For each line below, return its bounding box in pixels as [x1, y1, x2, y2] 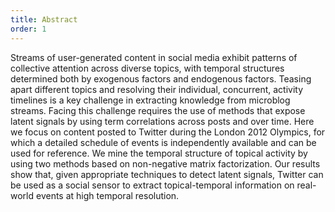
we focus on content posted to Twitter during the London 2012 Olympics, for [10, 126, 326, 138]
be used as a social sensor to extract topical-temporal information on [10, 179, 295, 191]
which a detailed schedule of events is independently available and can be [10, 136, 317, 148]
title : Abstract [10, 14, 78, 25]
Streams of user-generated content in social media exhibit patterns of [10, 51, 298, 63]
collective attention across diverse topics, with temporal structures [10, 62, 285, 74]
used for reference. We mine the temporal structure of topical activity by [10, 147, 308, 159]
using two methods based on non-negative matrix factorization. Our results [10, 157, 321, 170]
